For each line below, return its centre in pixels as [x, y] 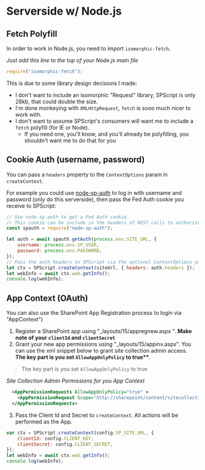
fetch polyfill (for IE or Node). [52, 127]
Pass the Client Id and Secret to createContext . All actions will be [97, 415]
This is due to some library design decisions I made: [72, 83]
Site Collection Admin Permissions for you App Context [76, 381]
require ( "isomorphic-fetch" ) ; [45, 72]
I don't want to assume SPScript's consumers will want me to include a [104, 121]
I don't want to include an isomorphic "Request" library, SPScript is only [105, 95]
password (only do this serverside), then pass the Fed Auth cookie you [95, 199]
